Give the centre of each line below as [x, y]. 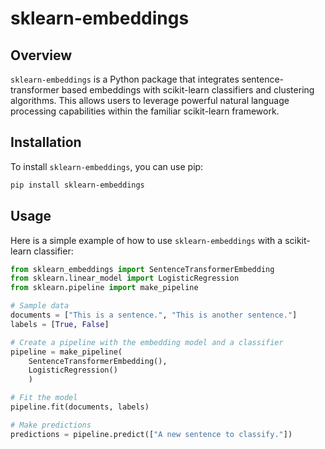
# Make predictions [51, 425]
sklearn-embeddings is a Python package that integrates [125, 79]
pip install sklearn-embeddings [77, 185]
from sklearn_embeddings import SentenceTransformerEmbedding [142, 269]
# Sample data [40, 306]
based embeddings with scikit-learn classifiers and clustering [188, 90]
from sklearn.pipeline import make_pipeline [104, 288]
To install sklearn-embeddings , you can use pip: [107, 166]
